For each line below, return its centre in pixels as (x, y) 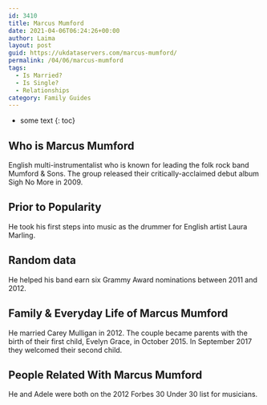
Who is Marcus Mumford (71, 146)
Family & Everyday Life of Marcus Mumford (118, 314)
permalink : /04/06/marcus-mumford (66, 61)
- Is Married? (39, 75)
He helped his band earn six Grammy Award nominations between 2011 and (133, 279)
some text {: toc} (48, 120)
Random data (42, 260)
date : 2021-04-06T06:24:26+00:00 (64, 30)
